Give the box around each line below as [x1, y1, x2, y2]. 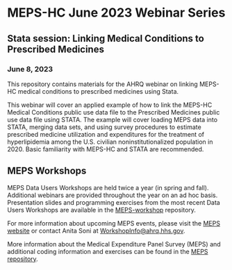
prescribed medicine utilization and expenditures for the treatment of [7, 130, 205, 138]
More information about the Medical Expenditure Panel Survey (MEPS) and [7, 239, 221, 248]
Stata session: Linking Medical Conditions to [7, 33, 205, 44]
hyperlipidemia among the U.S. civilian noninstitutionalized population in [7, 137, 213, 146]
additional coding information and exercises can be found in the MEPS [7, 247, 208, 255]
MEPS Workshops [7, 165, 87, 177]
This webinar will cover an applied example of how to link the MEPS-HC [7, 101, 213, 109]
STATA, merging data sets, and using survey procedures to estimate [7, 123, 201, 131]
